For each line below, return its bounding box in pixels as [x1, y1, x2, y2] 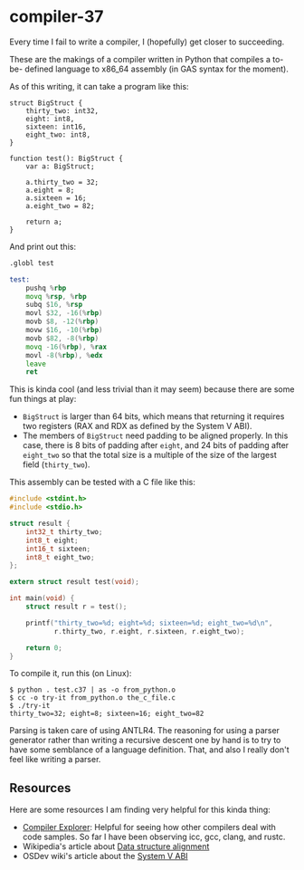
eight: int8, [25, 114, 75, 123]
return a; [25, 217, 63, 226]
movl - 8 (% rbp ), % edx [25, 350, 103, 359]
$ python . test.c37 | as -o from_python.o [9, 685, 176, 694]
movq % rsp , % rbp [25, 292, 88, 301]
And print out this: [9, 241, 77, 252]
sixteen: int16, [25, 122, 88, 131]
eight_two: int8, [25, 129, 91, 139]
